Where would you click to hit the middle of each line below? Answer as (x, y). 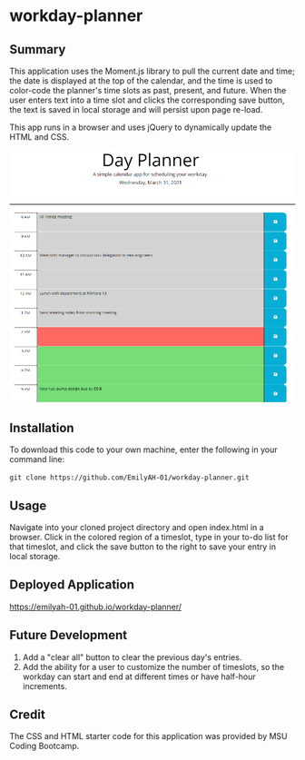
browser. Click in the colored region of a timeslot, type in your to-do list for (149, 537)
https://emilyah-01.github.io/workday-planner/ (96, 607)
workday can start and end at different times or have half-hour (139, 676)
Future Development (69, 635)
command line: (37, 459)
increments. (45, 686)
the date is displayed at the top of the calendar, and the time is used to (141, 81)
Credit (27, 715)
